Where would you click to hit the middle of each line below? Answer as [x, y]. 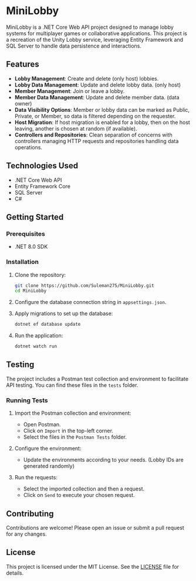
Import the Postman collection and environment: [73, 413]
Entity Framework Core [42, 186]
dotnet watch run [36, 346]
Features [23, 64]
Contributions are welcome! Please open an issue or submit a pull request [95, 527]
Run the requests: [36, 478]
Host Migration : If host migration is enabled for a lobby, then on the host [102, 122]
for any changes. [26, 534]
